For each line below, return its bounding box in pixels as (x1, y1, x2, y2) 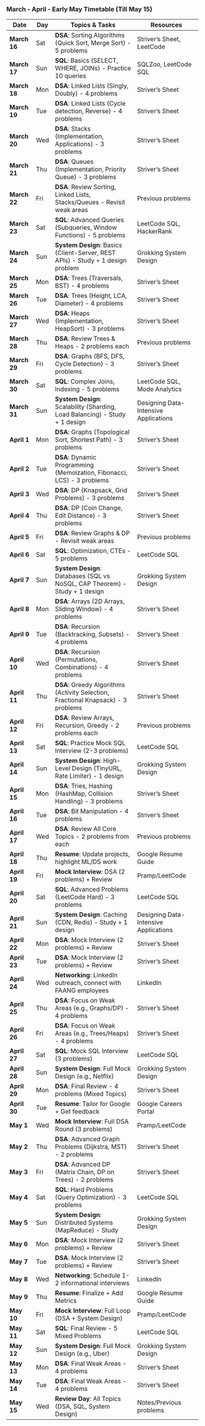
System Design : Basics (54, 241, 123, 249)
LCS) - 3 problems (54, 476, 109, 485)
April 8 (9, 605, 29, 613)
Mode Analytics (137, 385, 182, 393)
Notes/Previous (137, 1398, 182, 1407)
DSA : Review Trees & (54, 335, 116, 343)
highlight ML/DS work (54, 857, 117, 866)
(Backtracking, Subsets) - (54, 630, 130, 639)
